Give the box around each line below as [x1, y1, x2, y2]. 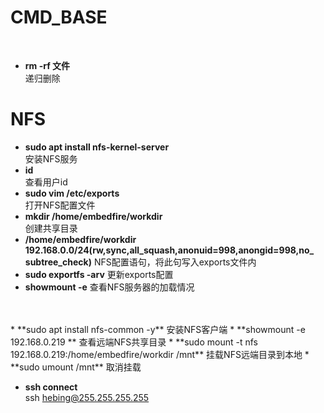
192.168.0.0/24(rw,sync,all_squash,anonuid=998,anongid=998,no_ [24, 244, 315, 256]
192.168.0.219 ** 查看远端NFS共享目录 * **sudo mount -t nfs [10, 336, 258, 348]
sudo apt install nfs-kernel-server [24, 141, 170, 153]
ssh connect [24, 381, 78, 393]
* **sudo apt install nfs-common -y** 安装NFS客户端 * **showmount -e [10, 323, 306, 335]
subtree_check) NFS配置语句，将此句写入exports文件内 [24, 256, 257, 268]
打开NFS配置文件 [24, 199, 96, 211]
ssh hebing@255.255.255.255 [24, 391, 150, 403]
